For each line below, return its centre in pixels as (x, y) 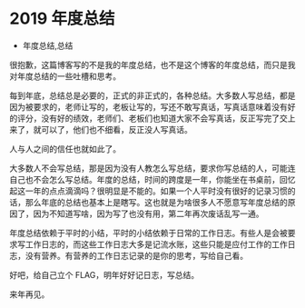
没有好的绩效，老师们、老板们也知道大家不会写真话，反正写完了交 (164, 118)
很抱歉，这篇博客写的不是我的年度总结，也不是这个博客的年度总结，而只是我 (152, 65)
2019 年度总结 (62, 19)
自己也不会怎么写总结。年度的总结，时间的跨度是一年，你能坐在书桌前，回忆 (152, 179)
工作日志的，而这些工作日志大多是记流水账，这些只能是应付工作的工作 (156, 244)
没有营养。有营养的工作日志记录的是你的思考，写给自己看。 (136, 255)
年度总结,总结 (48, 45)
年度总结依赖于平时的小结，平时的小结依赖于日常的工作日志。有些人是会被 (148, 233)
